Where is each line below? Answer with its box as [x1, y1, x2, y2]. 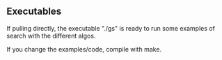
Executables [6, 6, 62, 17]
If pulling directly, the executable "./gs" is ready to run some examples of [6, 24, 215, 32]
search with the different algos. [6, 31, 96, 40]
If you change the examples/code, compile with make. [6, 45, 161, 53]
